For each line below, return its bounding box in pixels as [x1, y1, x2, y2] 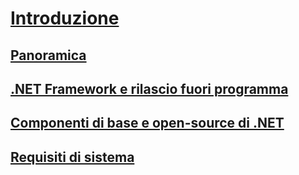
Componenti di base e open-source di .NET [10, 115, 285, 132]
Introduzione [10, 7, 120, 30]
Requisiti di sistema [10, 148, 135, 166]
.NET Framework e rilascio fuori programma [10, 80, 289, 97]
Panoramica [10, 47, 87, 64]
